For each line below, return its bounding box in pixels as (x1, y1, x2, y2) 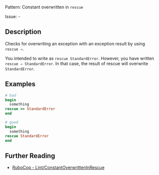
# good (5, 120, 18, 125)
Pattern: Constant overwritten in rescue (5, 4, 84, 10)
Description (5, 28, 41, 36)
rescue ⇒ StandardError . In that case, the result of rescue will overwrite (5, 61, 148, 66)
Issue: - (5, 14, 20, 19)
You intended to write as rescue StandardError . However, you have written (5, 55, 155, 61)
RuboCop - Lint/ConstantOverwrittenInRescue (12, 165, 105, 171)
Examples (5, 80, 35, 88)
